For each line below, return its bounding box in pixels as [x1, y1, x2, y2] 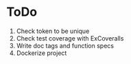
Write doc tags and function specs [16, 41, 115, 50]
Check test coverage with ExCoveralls [16, 34, 124, 42]
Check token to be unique [16, 27, 90, 35]
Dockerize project [16, 49, 67, 57]
